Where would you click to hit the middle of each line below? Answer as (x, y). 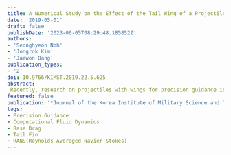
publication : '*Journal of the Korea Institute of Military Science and (113, 103)
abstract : (21, 84)
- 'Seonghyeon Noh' (35, 45)
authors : (20, 39)
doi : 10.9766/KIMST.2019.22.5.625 (57, 77)
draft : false (26, 26)
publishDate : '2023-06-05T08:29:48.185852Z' (72, 33)
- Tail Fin (23, 134)
